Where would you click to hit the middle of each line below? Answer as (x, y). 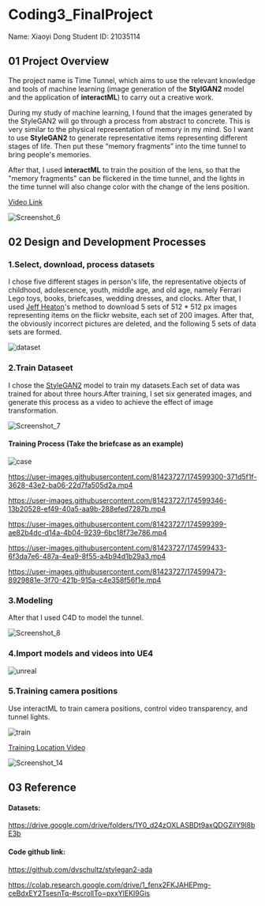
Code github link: (37, 852)
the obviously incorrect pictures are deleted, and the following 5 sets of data (132, 324)
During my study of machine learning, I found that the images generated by (131, 112)
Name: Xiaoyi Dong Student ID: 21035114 (74, 36)
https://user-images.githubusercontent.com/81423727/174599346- (118, 500)
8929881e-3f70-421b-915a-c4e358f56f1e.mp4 (85, 579)
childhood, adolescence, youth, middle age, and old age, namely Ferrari (125, 290)
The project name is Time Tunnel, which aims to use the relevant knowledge (132, 80)
